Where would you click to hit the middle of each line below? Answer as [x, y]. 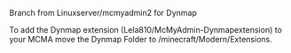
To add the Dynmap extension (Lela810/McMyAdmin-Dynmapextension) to [145, 30]
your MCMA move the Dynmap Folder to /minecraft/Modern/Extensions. [141, 39]
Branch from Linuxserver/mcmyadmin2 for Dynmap [103, 13]
